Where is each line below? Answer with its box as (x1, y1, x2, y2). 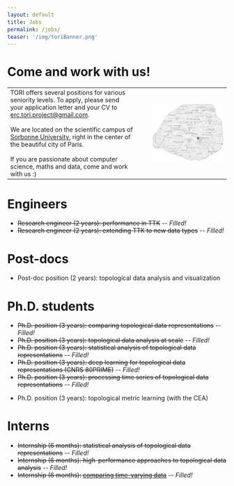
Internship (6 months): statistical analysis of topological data (17, 441, 192, 450)
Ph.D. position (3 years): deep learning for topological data (17, 359, 186, 367)
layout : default (7, 11, 54, 18)
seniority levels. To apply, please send (10, 95, 120, 104)
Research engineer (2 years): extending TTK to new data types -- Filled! (17, 226, 224, 235)
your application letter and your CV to (10, 103, 118, 111)
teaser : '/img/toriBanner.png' (7, 33, 98, 40)
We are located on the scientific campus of (10, 125, 134, 134)
